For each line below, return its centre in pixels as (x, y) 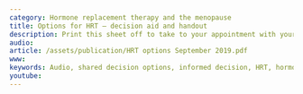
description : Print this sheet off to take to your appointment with (143, 34)
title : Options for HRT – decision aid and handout (108, 26)
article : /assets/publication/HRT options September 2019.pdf (129, 51)
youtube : (26, 76)
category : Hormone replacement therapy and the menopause (120, 17)
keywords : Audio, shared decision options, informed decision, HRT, (141, 68)
